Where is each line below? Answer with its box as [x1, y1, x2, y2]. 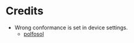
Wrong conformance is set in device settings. [14, 24, 128, 31]
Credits [5, 4, 44, 18]
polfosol [23, 30, 44, 37]
